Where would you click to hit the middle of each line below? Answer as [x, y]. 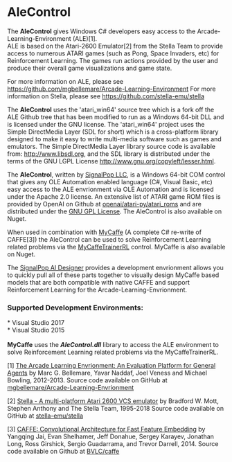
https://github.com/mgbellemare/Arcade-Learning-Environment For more [111, 89]
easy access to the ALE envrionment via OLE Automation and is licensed [110, 189]
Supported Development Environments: [75, 308]
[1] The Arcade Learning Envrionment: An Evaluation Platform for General [111, 366]
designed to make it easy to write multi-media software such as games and [114, 139]
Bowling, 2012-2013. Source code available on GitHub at [87, 380]
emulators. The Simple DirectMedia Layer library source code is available [111, 146]
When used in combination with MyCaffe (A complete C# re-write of [105, 232]
